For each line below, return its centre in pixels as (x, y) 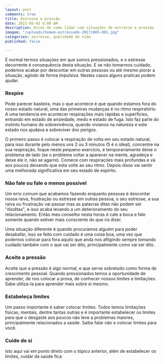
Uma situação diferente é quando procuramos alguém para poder (71, 229)
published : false (23, 42)
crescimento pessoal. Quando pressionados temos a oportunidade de (75, 273)
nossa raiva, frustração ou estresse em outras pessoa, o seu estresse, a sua (82, 199)
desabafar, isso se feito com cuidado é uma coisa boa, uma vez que (74, 234)
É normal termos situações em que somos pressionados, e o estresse (75, 60)
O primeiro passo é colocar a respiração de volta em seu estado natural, (78, 139)
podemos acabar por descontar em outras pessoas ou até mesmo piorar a (80, 70)
